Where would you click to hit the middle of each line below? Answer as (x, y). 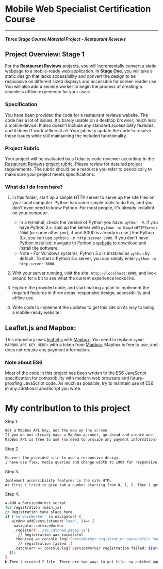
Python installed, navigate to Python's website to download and (83, 243)
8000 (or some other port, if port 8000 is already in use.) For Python (87, 233)
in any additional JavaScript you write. (43, 388)
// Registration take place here (39, 512)
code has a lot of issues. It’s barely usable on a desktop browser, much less (81, 120)
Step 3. (12, 471)
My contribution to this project (68, 408)
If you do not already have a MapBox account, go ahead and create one (79, 435)
